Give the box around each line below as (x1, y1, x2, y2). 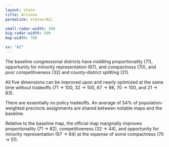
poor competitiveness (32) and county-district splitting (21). (5, 69, 130, 75)
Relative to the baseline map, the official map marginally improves (5, 120, 142, 126)
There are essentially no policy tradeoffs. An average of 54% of (5, 99, 138, 105)
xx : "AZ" (5, 45, 24, 50)
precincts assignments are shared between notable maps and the (25, 105, 162, 111)
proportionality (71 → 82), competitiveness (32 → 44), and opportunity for (5, 125, 159, 132)
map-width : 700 (5, 35, 37, 41)
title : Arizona (5, 12, 37, 17)
